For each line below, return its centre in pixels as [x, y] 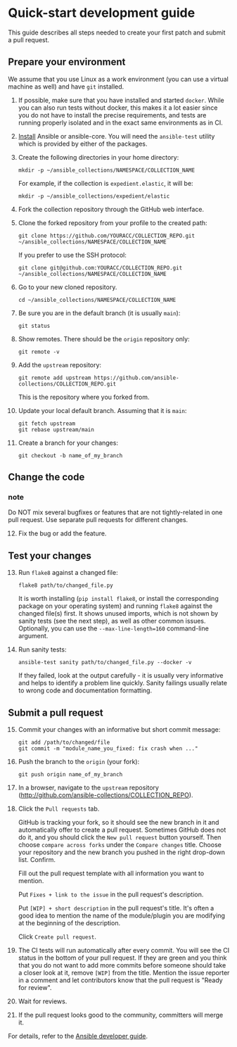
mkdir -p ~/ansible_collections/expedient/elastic [94, 196]
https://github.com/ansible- [136, 378]
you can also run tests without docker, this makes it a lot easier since [118, 108]
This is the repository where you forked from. [84, 397]
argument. [33, 636]
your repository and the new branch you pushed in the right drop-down [122, 852]
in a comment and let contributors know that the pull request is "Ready [121, 980]
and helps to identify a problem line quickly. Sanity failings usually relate [123, 683]
